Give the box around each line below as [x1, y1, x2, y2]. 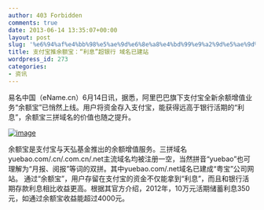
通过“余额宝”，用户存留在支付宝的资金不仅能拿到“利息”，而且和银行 [23, 174, 243, 183]
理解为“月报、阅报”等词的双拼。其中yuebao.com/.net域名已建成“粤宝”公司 [8, 164, 247, 173]
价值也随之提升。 [79, 112, 136, 122]
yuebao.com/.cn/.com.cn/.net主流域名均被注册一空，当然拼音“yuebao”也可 [8, 154, 251, 164]
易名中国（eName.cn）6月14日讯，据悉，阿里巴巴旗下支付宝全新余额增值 [8, 92, 246, 102]
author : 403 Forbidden [8, 11, 82, 20]
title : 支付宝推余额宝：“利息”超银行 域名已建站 [8, 48, 149, 56]
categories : [8, 63, 47, 71]
